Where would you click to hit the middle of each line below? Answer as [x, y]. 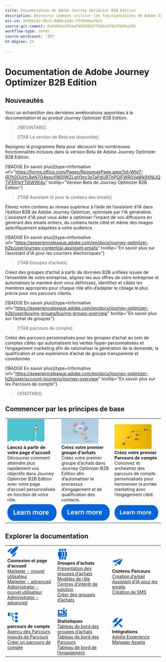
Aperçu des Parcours [29, 632]
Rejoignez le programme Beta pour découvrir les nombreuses [68, 146]
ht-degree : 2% [20, 42]
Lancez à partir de [26, 448]
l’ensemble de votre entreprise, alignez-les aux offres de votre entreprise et [82, 277]
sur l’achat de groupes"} [30, 318]
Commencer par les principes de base [65, 409]
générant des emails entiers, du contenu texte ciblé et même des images [79, 222]
